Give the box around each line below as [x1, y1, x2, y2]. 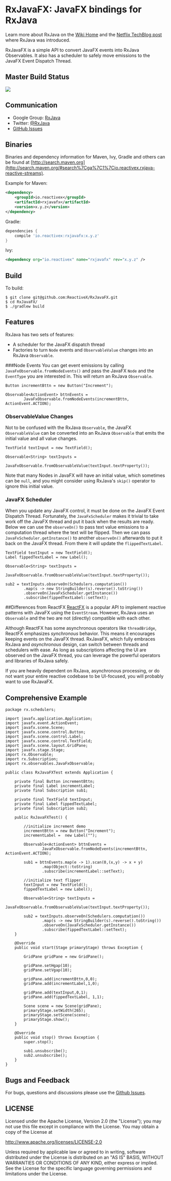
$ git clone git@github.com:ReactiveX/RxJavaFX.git [5, 295, 118, 300]
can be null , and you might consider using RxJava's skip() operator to [5, 478, 156, 484]
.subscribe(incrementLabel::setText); [41, 869, 125, 874]
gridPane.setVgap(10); [24, 967, 72, 973]
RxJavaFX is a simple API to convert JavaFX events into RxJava [5, 47, 139, 53]
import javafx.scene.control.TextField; [5, 739, 93, 744]
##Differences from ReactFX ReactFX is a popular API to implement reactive [5, 604, 166, 610]
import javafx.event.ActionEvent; [5, 721, 79, 726]
